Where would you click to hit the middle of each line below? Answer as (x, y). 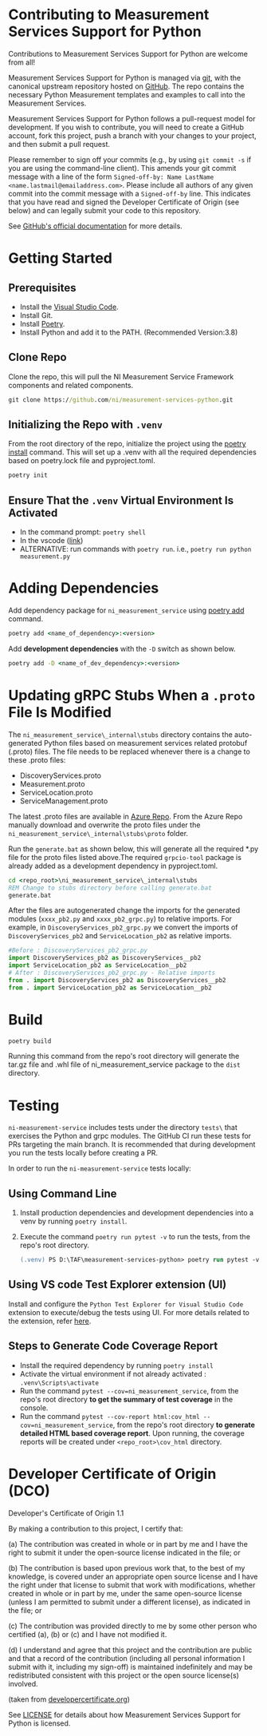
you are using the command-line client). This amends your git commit (122, 168)
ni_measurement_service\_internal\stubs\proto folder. (98, 833)
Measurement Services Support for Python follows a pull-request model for (132, 118)
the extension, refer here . (50, 1321)
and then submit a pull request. (59, 144)
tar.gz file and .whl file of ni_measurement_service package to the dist (124, 1064)
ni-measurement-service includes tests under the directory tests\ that (123, 1128)
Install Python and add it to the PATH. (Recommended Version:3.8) (129, 332)
